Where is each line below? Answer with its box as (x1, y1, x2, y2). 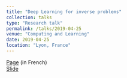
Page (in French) (6, 58, 47, 66)
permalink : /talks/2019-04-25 (6, 25, 82, 32)
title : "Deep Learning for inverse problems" (6, 8, 122, 15)
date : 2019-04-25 (6, 37, 50, 43)
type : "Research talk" (6, 20, 63, 26)
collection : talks (6, 14, 52, 20)
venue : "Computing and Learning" (6, 31, 90, 37)
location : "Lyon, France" (6, 43, 71, 49)
